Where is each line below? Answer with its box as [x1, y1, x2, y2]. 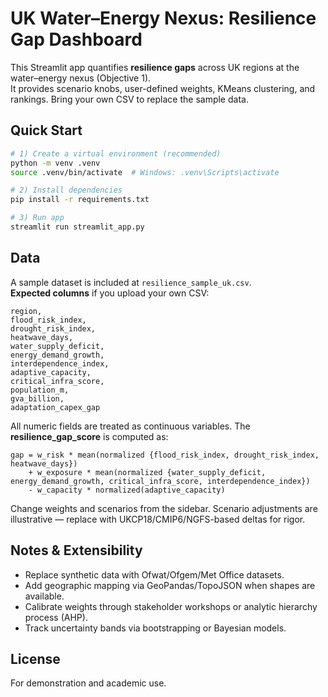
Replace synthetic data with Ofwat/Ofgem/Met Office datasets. [24, 568, 285, 581]
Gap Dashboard [10, 28, 143, 51]
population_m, [10, 385, 70, 395]
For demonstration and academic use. [10, 677, 167, 689]
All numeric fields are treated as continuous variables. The [10, 420, 251, 432]
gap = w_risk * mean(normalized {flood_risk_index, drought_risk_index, [10, 450, 320, 460]
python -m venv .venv [10, 158, 101, 168]
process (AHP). [24, 611, 88, 623]
